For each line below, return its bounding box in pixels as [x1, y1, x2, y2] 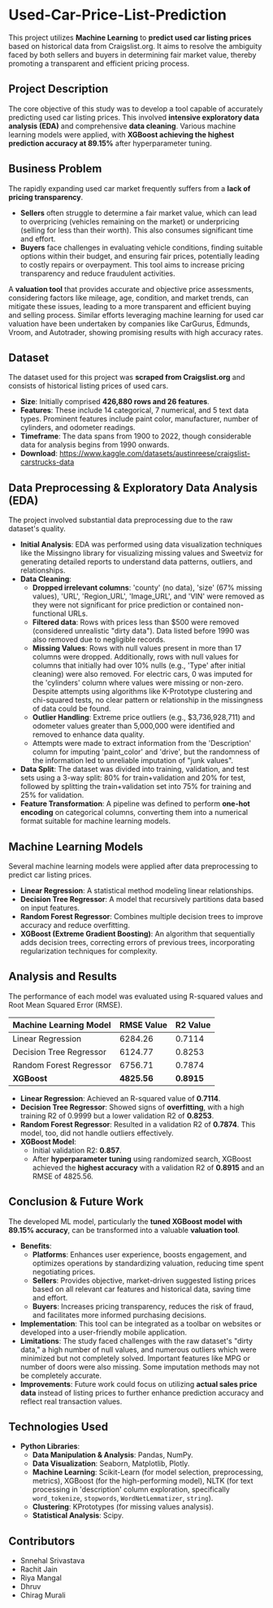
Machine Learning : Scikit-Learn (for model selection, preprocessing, [32, 1467, 264, 1477]
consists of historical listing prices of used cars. [8, 381, 169, 391]
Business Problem [8, 162, 102, 176]
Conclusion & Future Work [8, 1195, 144, 1209]
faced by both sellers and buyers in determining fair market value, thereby [8, 50, 257, 59]
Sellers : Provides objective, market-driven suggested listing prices [32, 1275, 256, 1285]
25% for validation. [19, 791, 84, 800]
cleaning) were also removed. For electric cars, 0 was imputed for [32, 669, 253, 679]
